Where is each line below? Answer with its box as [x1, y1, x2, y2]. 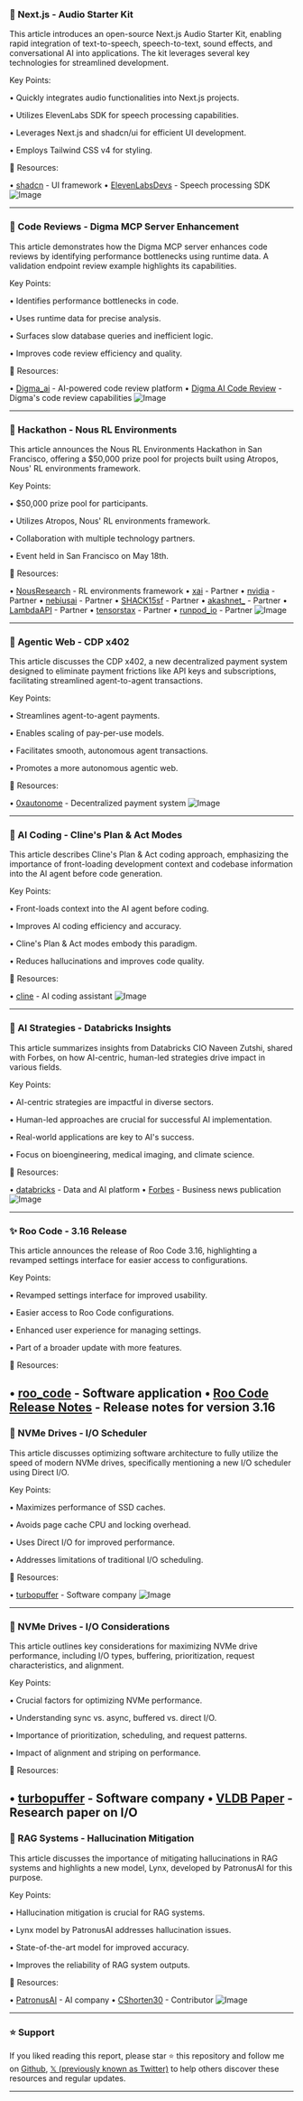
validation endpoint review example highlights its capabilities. [9, 260, 237, 271]
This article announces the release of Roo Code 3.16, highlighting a [9, 1245, 258, 1256]
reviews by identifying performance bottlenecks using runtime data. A [9, 250, 269, 261]
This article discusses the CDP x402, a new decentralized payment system [9, 656, 289, 667]
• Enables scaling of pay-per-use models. [9, 728, 165, 739]
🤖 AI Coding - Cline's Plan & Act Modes [9, 829, 183, 841]
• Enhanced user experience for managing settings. [9, 1325, 201, 1335]
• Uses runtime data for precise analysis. [9, 312, 161, 323]
